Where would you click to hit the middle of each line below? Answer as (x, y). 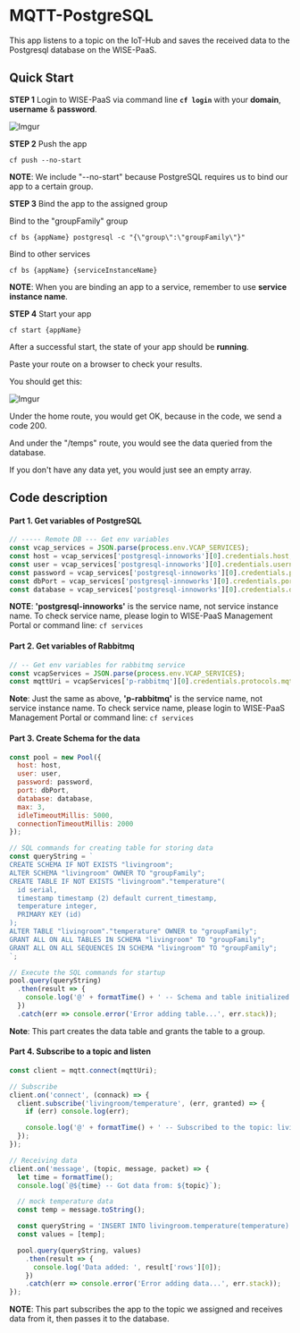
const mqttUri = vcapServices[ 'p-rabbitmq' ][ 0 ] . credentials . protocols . (145, 682)
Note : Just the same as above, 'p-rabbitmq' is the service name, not (136, 699)
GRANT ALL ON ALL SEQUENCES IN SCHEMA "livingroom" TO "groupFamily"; (143, 948)
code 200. (28, 425)
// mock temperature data (66, 1201)
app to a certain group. (51, 186)
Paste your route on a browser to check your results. (106, 364)
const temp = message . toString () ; (81, 1210)
